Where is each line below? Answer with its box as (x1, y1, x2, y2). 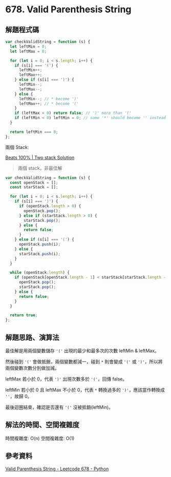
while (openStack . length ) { (10, 270, 70, 275)
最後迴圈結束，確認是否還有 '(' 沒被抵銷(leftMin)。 (5, 404, 114, 410)
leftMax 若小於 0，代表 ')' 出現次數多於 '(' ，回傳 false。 (5, 376, 127, 382)
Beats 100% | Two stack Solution (5, 154, 75, 160)
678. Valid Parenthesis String (5, 4, 132, 15)
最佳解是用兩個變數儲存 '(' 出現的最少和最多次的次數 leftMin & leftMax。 (5, 348, 160, 354)
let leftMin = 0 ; (10, 44, 47, 49)
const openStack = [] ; (10, 180, 58, 185)
